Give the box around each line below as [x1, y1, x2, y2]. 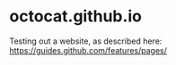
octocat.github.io [9, 6, 142, 27]
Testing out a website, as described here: [9, 36, 163, 46]
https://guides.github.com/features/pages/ [9, 45, 168, 55]
